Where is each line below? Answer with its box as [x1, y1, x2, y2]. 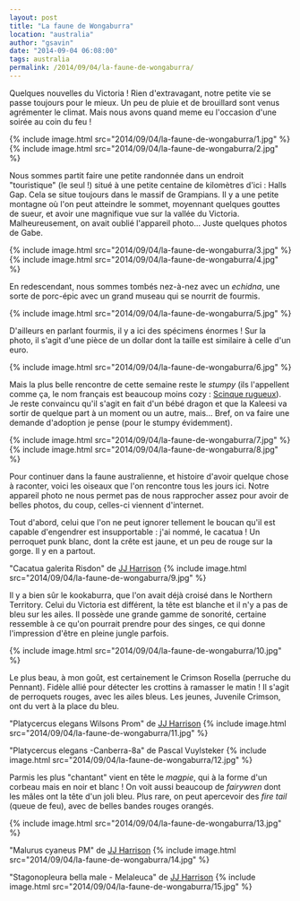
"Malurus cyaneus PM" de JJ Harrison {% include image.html [9, 845, 236, 855]
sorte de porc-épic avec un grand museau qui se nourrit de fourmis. [9, 290, 261, 301]
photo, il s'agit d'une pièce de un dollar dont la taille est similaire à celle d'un [9, 334, 291, 345]
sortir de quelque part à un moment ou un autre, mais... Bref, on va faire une [9, 407, 290, 418]
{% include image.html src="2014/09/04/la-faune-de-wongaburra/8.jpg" [9, 444, 279, 455]
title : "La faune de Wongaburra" [9, 22, 134, 30]
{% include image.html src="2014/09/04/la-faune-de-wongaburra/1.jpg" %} [9, 134, 291, 144]
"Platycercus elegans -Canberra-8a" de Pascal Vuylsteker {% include [9, 745, 267, 756]
